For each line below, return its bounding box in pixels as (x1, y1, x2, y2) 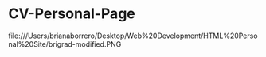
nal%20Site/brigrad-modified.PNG (8, 39, 122, 48)
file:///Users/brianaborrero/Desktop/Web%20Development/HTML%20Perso (8, 31, 258, 40)
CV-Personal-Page (8, 5, 135, 23)
